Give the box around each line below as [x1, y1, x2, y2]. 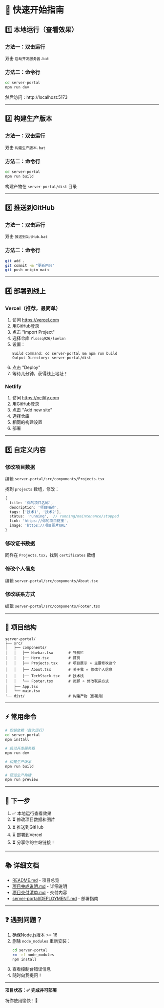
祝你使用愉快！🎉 [5, 998, 38, 1004]
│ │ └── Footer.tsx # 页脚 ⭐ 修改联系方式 [5, 679, 109, 684]
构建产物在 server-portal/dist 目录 [5, 183, 77, 189]
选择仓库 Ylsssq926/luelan [12, 335, 66, 341]
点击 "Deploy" [12, 365, 41, 370]
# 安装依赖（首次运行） [5, 728, 46, 733]
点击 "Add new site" [12, 407, 53, 413]
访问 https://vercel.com [12, 317, 60, 322]
